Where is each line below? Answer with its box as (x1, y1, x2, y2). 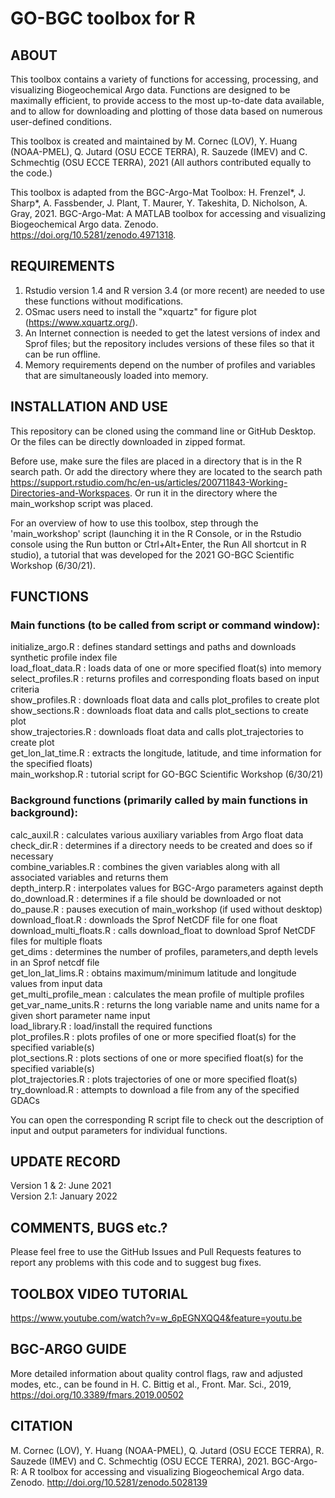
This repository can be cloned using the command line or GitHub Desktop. (10, 425, 317, 437)
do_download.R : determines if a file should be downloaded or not (10, 892, 282, 904)
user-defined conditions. (10, 116, 112, 127)
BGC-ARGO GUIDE (10, 1341, 127, 1358)
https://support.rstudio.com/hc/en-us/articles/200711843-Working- (10, 476, 288, 488)
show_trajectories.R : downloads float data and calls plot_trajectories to (10, 726, 304, 738)
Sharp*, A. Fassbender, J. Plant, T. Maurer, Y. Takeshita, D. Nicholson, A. (10, 197, 308, 209)
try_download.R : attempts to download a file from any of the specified (10, 1083, 300, 1096)
